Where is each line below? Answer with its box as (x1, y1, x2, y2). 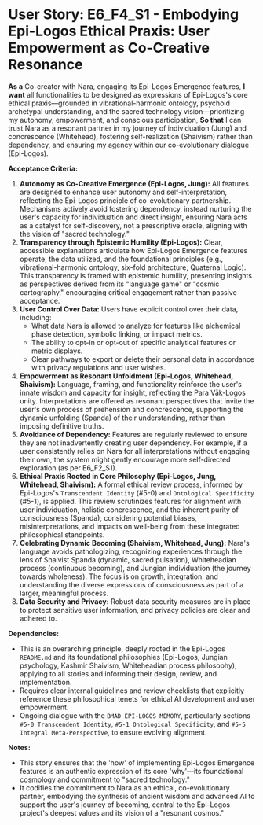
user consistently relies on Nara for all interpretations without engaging (19, 446, 250, 455)
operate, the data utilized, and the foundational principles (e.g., (19, 254, 224, 263)
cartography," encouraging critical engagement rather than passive (19, 287, 237, 296)
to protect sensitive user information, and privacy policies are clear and (19, 605, 250, 614)
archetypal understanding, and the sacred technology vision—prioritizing (8, 106, 245, 116)
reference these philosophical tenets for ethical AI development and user (19, 694, 256, 703)
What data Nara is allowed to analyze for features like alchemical (31, 321, 241, 330)
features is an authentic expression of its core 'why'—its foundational (19, 766, 244, 775)
